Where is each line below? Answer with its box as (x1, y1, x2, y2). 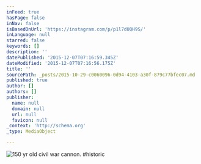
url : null (12, 111, 37, 117)
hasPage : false (6, 15, 45, 21)
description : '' (6, 49, 48, 55)
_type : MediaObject (6, 129, 56, 135)
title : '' (6, 65, 32, 72)
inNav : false (6, 20, 40, 26)
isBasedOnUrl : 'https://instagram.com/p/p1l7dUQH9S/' (6, 26, 147, 32)
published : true (6, 77, 48, 83)
